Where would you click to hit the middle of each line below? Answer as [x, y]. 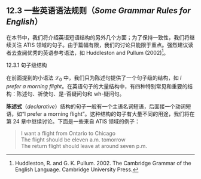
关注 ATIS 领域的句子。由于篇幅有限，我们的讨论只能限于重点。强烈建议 [100, 45]
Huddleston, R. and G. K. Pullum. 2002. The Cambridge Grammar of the [103, 163]
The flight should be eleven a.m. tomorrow [73, 140]
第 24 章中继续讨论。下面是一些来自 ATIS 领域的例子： [73, 122]
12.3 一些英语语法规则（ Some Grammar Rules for [98, 11]
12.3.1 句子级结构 [27, 65]
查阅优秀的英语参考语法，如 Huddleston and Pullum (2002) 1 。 [93, 52]
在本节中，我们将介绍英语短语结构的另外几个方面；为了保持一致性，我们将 [98, 37]
